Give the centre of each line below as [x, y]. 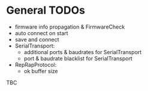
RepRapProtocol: [36, 65]
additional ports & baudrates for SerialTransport [83, 52]
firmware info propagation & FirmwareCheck [70, 27]
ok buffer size [41, 71]
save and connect [37, 39]
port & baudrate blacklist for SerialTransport [78, 58]
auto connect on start [41, 33]
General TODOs [46, 10]
